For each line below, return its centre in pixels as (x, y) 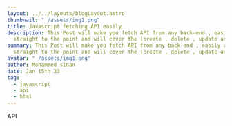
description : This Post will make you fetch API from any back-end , (109, 33)
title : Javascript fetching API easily (65, 26)
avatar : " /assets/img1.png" (49, 59)
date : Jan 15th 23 (33, 71)
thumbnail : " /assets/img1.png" (54, 20)
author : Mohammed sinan (41, 65)
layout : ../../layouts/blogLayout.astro (66, 13)
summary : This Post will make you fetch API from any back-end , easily (114, 45)
